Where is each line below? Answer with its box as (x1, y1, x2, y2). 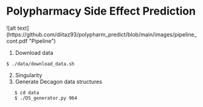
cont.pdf (6, 37, 28, 44)
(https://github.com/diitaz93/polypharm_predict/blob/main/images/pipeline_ (6, 30, 197, 38)
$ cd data (14, 89, 40, 95)
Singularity (15, 71, 43, 78)
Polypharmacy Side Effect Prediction (6, 4, 196, 18)
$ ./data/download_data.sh (6, 61, 75, 67)
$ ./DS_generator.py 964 (14, 95, 78, 101)
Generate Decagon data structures (15, 78, 102, 85)
